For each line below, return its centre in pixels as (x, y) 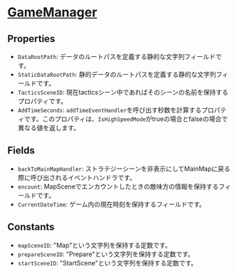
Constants (31, 227)
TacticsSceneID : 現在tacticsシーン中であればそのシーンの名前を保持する (123, 92)
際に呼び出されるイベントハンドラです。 (77, 177)
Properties (31, 39)
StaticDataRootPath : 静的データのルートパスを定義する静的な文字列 (117, 74)
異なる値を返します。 (49, 128)
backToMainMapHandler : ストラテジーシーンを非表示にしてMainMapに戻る (124, 169)
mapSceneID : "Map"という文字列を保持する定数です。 (94, 245)
